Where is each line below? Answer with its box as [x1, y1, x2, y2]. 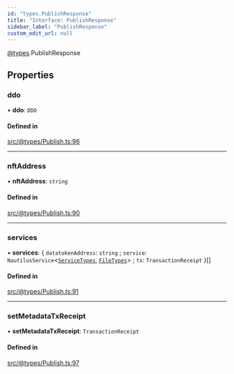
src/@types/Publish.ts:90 [7, 209, 80, 217]
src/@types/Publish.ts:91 [7, 287, 79, 296]
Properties [7, 69, 54, 81]
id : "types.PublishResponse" [7, 10, 92, 17]
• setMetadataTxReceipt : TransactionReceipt [7, 327, 139, 336]
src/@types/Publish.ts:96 [7, 137, 80, 146]
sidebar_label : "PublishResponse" [7, 23, 108, 30]
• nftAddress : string [7, 177, 68, 186]
